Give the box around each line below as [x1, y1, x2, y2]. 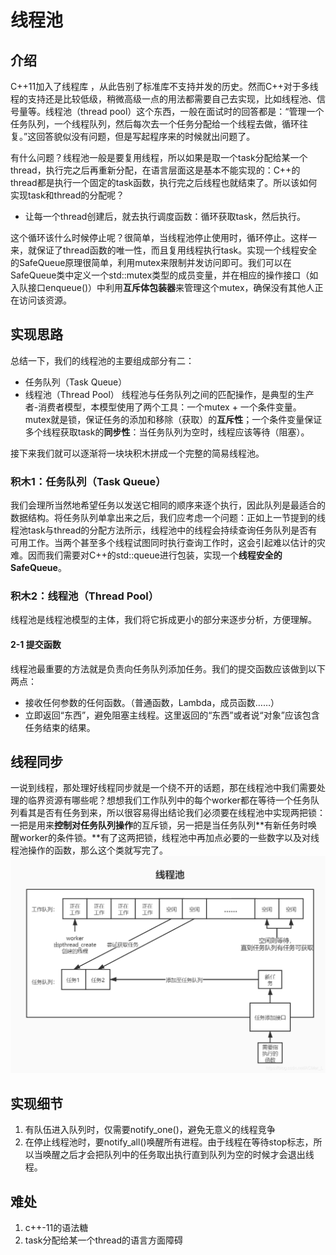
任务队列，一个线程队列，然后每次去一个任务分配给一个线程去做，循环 [10, 118, 300, 130]
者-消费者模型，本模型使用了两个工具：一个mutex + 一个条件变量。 [24, 401, 302, 413]
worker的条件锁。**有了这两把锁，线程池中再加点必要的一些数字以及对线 [18, 832, 320, 844]
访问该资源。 [18, 294, 72, 306]
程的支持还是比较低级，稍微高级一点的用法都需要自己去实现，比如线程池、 [10, 93, 317, 105]
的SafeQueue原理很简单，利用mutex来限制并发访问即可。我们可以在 [10, 257, 292, 268]
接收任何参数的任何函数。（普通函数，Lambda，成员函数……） [24, 696, 280, 708]
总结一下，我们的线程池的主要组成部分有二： [10, 354, 195, 366]
